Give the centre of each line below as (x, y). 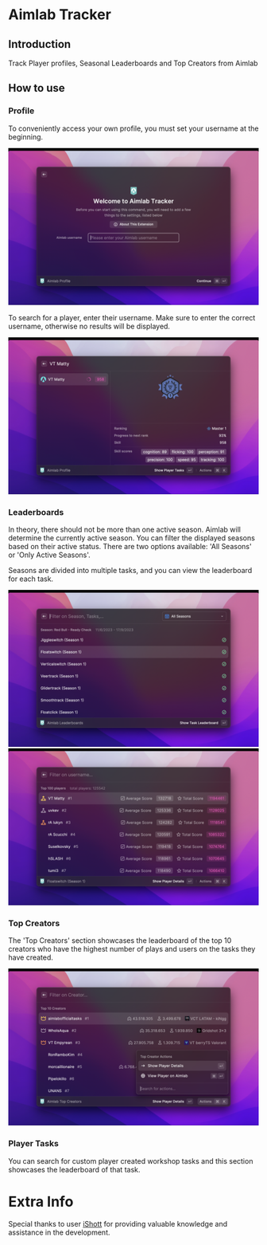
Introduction (40, 44)
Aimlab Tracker (60, 15)
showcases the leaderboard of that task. (74, 1169)
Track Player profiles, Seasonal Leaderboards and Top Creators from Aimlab (133, 63)
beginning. (26, 136)
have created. (31, 957)
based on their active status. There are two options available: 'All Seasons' (130, 546)
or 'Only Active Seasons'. (50, 555)
